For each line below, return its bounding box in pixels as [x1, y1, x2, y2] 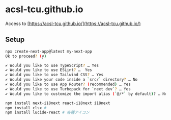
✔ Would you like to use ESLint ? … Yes [5, 67, 93, 73]
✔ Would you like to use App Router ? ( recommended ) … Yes [5, 82, 131, 87]
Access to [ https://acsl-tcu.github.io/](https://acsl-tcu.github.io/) [5, 20, 141, 27]
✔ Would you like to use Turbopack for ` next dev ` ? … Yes [5, 86, 131, 91]
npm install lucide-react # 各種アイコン [5, 110, 90, 115]
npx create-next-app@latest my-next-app [5, 49, 93, 54]
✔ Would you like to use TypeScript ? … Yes [5, 63, 99, 68]
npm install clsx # [5, 105, 47, 110]
